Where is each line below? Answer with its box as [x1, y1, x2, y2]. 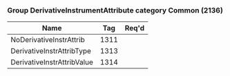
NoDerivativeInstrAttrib [10, 35, 85, 45]
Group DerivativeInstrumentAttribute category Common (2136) [7, 6, 223, 15]
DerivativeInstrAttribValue [10, 57, 93, 67]
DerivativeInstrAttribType [10, 46, 92, 56]
